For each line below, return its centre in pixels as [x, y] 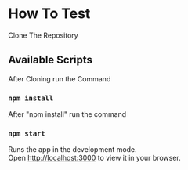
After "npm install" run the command [67, 114]
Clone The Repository [43, 35]
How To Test [49, 14]
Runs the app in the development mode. [72, 150]
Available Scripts [50, 60]
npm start [27, 133]
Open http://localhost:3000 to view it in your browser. [95, 158]
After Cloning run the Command [60, 78]
